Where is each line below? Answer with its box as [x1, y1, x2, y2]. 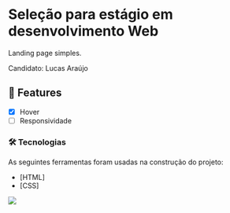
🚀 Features [8, 86, 62, 100]
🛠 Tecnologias [8, 136, 67, 147]
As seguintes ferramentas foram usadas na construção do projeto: [8, 157, 224, 167]
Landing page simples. [8, 48, 82, 57]
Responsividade [19, 116, 72, 125]
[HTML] [19, 173, 46, 182]
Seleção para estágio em [8, 6, 173, 24]
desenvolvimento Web [8, 22, 159, 40]
